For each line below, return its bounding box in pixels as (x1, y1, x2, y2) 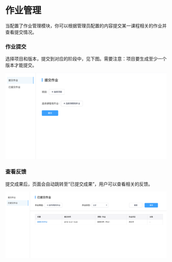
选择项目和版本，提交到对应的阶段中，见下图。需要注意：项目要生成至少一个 (5, 56, 167, 62)
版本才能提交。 (5, 62, 37, 68)
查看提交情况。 (5, 29, 37, 35)
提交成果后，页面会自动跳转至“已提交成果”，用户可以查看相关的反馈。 (5, 180, 153, 187)
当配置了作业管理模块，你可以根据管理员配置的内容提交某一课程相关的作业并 (5, 23, 167, 29)
